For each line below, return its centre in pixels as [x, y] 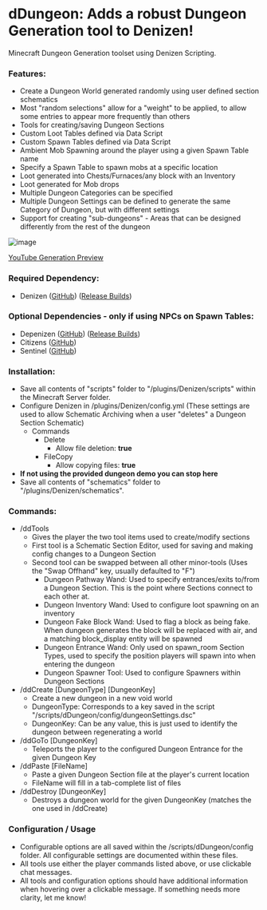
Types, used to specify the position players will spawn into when [150, 656]
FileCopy [58, 457]
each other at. [67, 596]
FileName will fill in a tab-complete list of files [106, 783]
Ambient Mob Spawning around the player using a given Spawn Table [134, 150]
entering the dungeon [79, 664]
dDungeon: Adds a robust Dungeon [128, 14]
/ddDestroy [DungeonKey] [63, 792]
